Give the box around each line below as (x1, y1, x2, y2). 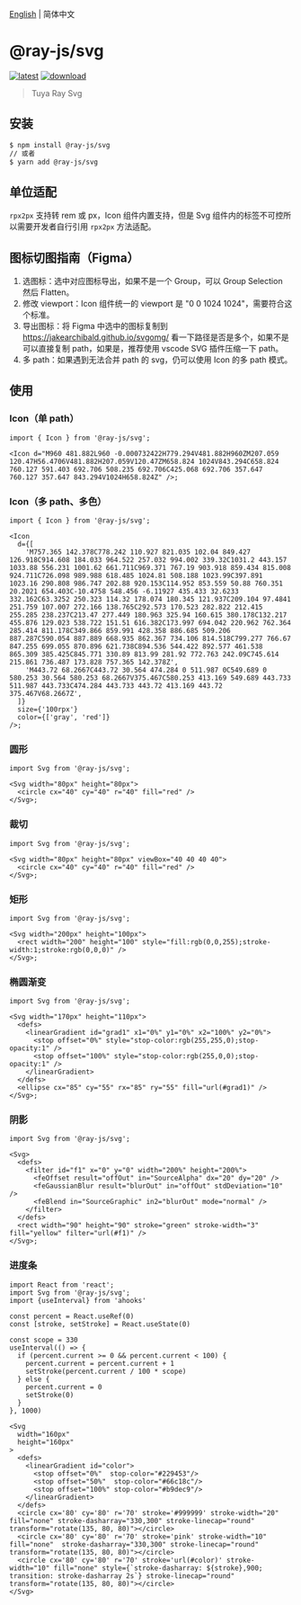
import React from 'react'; (9, 1280, 115, 1289)
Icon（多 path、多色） (9, 495, 107, 507)
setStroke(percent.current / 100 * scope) (25, 1367, 187, 1376)
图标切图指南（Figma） (9, 250, 139, 265)
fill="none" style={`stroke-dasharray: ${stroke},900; (53, 1564, 263, 1573)
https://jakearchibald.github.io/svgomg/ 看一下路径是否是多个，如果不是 (22, 332, 289, 343)
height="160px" (17, 1438, 75, 1447)
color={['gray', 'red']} (17, 712, 111, 722)
